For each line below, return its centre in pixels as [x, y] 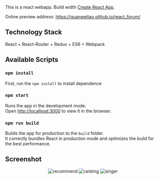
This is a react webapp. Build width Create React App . [60, 7]
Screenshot [23, 159]
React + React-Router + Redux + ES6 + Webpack [55, 44]
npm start [17, 95]
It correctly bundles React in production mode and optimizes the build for [79, 138]
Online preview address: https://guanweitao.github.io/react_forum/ [73, 17]
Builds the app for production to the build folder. [55, 134]
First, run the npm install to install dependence [54, 83]
